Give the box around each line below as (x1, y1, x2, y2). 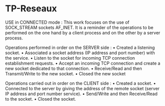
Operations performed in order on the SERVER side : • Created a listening (5, 44, 155, 50)
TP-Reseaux (5, 3, 57, 14)
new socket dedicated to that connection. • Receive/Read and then (5, 65, 142, 71)
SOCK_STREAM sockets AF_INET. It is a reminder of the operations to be (5, 24, 154, 30)
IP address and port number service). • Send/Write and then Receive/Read (5, 91, 158, 97)
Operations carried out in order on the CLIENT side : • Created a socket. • (5, 80, 156, 86)
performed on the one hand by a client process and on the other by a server (5, 30, 161, 35)
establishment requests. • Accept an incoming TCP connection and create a (5, 60, 161, 66)
